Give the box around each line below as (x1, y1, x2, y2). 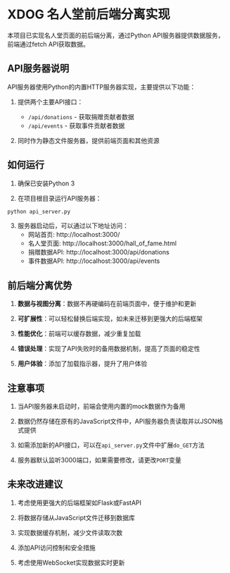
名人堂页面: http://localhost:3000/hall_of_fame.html (27, 239, 177, 247)
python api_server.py (7, 208, 71, 215)
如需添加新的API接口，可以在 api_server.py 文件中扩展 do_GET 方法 (17, 441, 205, 450)
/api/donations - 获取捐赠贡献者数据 (27, 112, 135, 121)
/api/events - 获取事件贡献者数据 (27, 121, 125, 130)
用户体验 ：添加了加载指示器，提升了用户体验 (17, 359, 148, 368)
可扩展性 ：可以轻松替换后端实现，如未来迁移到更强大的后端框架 (17, 314, 203, 323)
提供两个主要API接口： (17, 97, 84, 106)
